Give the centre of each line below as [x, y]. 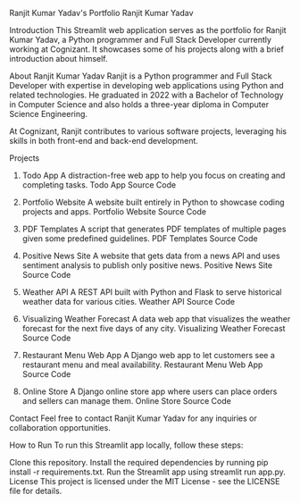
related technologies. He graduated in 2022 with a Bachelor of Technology [146, 95]
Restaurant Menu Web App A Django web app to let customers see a [148, 355]
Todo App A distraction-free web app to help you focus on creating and [154, 175]
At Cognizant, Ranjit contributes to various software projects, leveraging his [148, 131]
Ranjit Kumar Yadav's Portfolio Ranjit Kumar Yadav [101, 13]
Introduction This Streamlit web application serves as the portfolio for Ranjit [148, 30]
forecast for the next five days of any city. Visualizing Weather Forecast [154, 328]
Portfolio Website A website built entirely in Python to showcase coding [153, 202]
